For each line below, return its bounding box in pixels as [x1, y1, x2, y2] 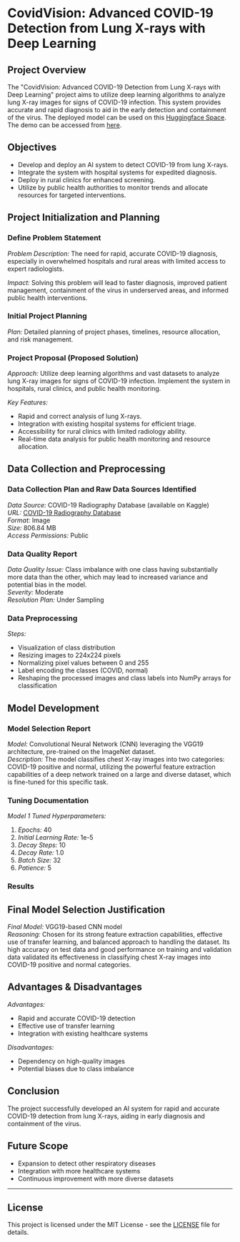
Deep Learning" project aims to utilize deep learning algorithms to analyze [7, 91, 226, 99]
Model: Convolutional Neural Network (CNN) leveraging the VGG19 [7, 740, 204, 748]
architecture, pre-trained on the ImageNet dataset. [7, 747, 156, 756]
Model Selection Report [7, 723, 91, 733]
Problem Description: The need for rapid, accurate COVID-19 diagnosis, [7, 249, 218, 258]
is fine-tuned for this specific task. [7, 778, 109, 787]
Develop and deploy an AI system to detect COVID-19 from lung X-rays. [17, 160, 229, 169]
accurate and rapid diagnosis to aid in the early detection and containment [7, 106, 226, 114]
